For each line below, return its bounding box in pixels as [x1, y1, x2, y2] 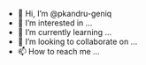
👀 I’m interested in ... [17, 18, 93, 28]
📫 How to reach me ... [17, 47, 100, 56]
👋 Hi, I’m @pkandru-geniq [17, 9, 112, 18]
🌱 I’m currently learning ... [17, 27, 112, 37]
